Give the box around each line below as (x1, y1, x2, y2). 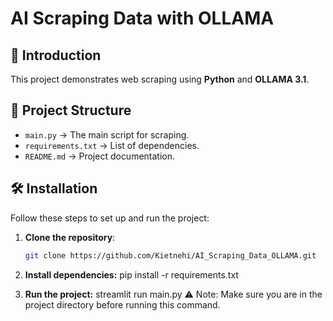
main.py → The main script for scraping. (24, 128, 190, 141)
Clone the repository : (24, 231, 116, 243)
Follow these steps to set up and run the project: (10, 212, 210, 224)
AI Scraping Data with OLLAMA (10, 7, 275, 30)
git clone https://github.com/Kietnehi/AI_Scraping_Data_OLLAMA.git (24, 250, 317, 261)
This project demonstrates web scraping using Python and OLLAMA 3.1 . (10, 73, 310, 85)
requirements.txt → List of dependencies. (24, 139, 200, 151)
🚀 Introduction (10, 47, 102, 64)
